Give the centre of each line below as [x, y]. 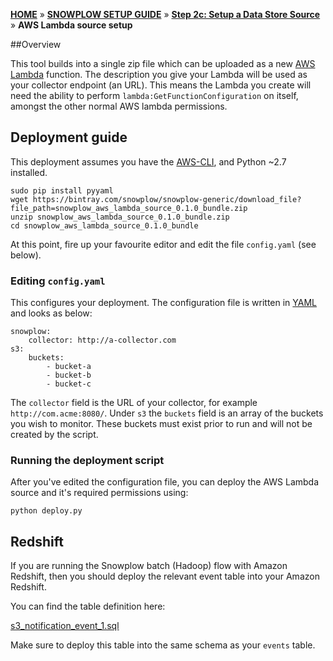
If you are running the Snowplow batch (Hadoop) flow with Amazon [149, 566]
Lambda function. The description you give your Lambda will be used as [159, 74]
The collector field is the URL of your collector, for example [134, 403]
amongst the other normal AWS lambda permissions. [119, 106]
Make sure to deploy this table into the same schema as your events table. [163, 645]
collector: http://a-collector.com [102, 340]
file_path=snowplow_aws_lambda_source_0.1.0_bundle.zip [129, 208]
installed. [29, 172]
